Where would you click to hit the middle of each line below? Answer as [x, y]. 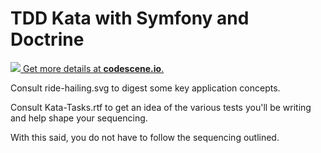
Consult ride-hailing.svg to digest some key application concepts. [145, 88]
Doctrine [47, 39]
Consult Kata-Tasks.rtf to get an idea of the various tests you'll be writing [161, 107]
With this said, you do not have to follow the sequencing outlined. [145, 137]
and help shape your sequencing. [79, 118]
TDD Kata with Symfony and [130, 18]
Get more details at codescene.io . [93, 68]
